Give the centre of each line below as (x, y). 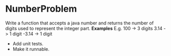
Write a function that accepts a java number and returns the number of (80, 23)
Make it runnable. (31, 49)
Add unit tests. (28, 43)
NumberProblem (41, 9)
